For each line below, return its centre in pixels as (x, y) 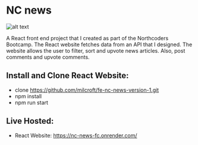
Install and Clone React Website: (67, 75)
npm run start (32, 102)
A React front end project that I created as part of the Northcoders (87, 38)
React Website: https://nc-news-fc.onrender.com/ (76, 135)
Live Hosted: (30, 121)
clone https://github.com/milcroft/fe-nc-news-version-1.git (87, 90)
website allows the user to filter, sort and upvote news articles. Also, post (96, 50)
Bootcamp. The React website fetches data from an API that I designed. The (99, 44)
